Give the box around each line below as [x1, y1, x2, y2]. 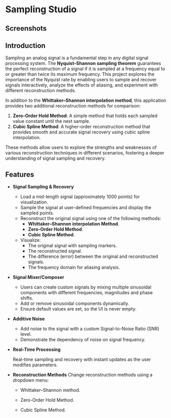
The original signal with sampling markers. [28, 243, 117, 249]
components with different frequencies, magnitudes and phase [20, 290, 153, 296]
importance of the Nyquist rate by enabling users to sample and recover [5, 77, 157, 83]
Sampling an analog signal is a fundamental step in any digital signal [5, 55, 149, 61]
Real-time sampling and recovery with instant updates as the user [12, 357, 152, 363]
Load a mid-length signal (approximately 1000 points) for [20, 193, 140, 200]
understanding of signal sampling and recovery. [5, 155, 106, 162]
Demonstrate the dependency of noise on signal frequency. [20, 337, 145, 343]
